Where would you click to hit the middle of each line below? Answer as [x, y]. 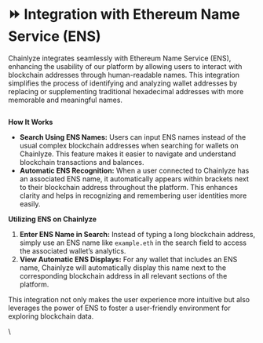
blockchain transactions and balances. [82, 162]
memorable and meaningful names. [66, 100]
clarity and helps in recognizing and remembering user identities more [133, 195]
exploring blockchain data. [51, 316]
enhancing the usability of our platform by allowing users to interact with [125, 66]
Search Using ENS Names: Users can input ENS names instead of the [133, 137]
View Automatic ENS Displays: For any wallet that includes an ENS [128, 259]
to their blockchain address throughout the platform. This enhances [128, 187]
